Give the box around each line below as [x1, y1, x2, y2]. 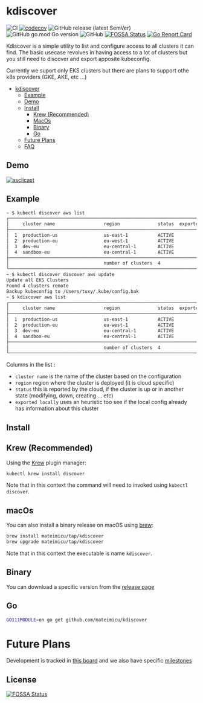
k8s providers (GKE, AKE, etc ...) [6, 73, 87, 80]
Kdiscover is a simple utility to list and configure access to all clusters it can [6, 42, 195, 50]
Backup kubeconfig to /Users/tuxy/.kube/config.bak [6, 288, 139, 294]
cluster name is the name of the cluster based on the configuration [14, 373, 182, 380]
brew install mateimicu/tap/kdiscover [6, 533, 104, 539]
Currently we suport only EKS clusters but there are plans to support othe [6, 66, 189, 74]
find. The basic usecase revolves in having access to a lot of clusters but [6, 48, 188, 56]
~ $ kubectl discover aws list [6, 210, 85, 216]
